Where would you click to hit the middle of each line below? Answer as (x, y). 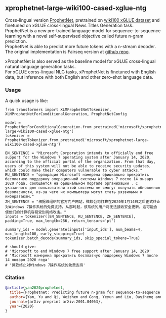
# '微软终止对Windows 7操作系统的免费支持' (45, 265)
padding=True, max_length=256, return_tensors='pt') (61, 221)
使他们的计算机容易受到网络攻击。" (36, 212)
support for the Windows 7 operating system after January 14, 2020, (78, 158)
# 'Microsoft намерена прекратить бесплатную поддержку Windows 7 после (82, 256)
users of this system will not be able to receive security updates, (78, 166)
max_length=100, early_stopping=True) (45, 234)
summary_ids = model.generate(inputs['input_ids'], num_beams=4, (74, 230)
